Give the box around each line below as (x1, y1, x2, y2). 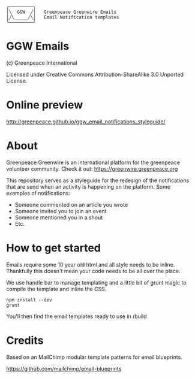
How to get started (6, 241, 101, 255)
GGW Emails (6, 40, 70, 53)
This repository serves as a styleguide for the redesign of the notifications (6, 177, 190, 184)
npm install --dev (6, 297, 52, 303)
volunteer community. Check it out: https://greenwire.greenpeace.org (6, 165, 178, 172)
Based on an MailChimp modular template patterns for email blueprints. (6, 353, 183, 361)
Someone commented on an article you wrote (14, 201, 128, 208)
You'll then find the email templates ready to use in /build (6, 313, 147, 320)
